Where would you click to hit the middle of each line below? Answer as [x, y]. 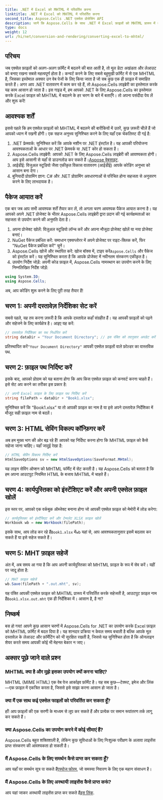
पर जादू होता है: [17, 570]
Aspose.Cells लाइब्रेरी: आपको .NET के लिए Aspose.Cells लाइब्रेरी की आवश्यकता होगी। [84, 154]
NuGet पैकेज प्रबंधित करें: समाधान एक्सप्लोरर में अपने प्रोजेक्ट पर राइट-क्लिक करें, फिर [79, 240]
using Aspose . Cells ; [26, 281]
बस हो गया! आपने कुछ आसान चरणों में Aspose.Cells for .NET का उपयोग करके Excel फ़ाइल [80, 626]
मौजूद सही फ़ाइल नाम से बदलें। [29, 413]
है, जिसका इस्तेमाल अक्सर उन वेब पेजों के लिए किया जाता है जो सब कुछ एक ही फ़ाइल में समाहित [78, 79]
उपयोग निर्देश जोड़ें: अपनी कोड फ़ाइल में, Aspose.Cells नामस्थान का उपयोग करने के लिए [81, 262]
